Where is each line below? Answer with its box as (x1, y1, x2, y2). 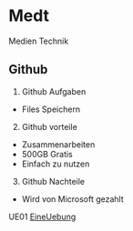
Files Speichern (21, 104, 81, 115)
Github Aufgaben (21, 85, 87, 96)
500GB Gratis (21, 148, 74, 159)
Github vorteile (21, 121, 78, 132)
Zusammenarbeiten (21, 138, 96, 150)
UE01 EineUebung (8, 211, 77, 222)
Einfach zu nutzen (21, 158, 90, 169)
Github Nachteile (21, 176, 86, 186)
